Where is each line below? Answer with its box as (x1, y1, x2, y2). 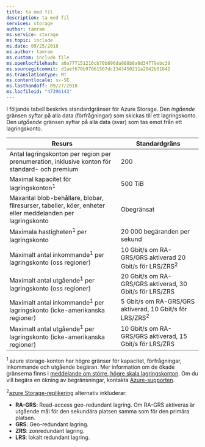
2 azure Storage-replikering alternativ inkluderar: (6, 388, 127, 396)
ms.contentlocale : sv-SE (6, 77, 70, 83)
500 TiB (121, 179, 145, 188)
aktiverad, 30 (149, 279, 188, 288)
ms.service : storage (6, 32, 59, 38)
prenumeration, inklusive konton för (9, 157, 111, 166)
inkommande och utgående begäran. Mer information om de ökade (6, 363, 175, 371)
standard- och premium (9, 164, 78, 173)
